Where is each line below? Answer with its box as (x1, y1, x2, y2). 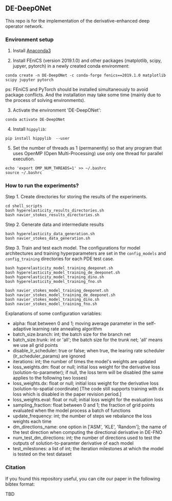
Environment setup (5, 36, 54, 43)
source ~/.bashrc (5, 170, 42, 176)
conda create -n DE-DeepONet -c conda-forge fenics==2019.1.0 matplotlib (5, 73, 166, 78)
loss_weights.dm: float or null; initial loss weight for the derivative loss (12, 364, 160, 370)
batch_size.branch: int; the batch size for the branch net (12, 331, 131, 338)
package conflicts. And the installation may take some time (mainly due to (5, 92, 161, 98)
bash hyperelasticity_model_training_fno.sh (5, 279, 102, 284)
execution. (12, 156, 35, 162)
